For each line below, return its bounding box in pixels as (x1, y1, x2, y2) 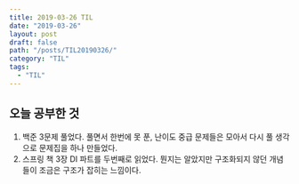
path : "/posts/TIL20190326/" (9, 46, 117, 55)
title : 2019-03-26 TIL (9, 12, 93, 22)
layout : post (9, 29, 58, 38)
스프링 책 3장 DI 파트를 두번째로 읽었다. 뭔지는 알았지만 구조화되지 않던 (21, 153, 268, 164)
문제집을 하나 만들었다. (38, 142, 118, 153)
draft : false (9, 37, 58, 47)
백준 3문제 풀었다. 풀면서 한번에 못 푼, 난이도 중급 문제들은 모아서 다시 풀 (21, 131, 274, 142)
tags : (9, 63, 29, 72)
